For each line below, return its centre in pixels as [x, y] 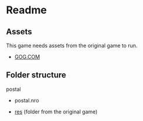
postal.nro [27, 100]
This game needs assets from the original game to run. [72, 45]
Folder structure [36, 75]
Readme [27, 10]
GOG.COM [27, 57]
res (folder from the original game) [56, 112]
